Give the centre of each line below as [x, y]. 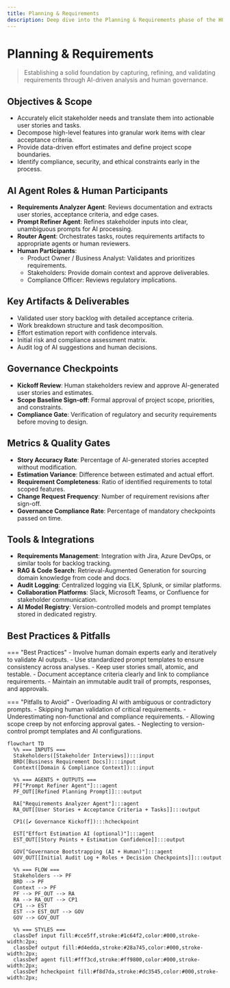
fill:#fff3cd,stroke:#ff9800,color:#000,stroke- [130, 960]
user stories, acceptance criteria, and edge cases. [88, 215]
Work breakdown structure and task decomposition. [90, 325]
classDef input [35, 936]
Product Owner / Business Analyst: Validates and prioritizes [111, 258]
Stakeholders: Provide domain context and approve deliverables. [118, 273]
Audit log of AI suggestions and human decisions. [87, 347]
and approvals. [28, 689]
